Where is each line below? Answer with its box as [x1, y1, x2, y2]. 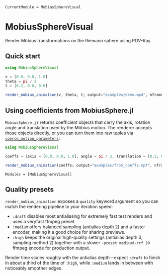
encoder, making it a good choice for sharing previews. [12, 229, 126, 235]
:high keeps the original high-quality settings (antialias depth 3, [12, 234, 143, 241]
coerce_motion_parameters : [5, 135, 60, 141]
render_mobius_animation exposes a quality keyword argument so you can [5, 198, 159, 204]
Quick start [5, 52, 41, 61]
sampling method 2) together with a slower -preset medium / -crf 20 [12, 240, 150, 246]
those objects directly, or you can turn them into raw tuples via [5, 130, 133, 136]
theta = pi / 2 [5, 79, 37, 84]
